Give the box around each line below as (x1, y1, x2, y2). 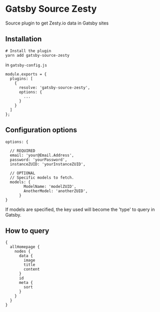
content (24, 267, 40, 272)
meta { (18, 280, 33, 285)
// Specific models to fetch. (10, 175, 74, 180)
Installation (5, 35, 42, 43)
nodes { (14, 249, 31, 254)
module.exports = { (5, 71, 47, 77)
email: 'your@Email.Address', (10, 153, 74, 158)
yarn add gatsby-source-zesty (5, 53, 70, 58)
